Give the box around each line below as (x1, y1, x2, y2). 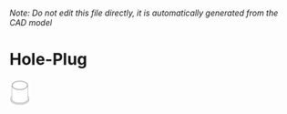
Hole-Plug (9, 48, 88, 69)
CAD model (9, 16, 53, 27)
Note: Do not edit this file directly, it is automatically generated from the (9, 7, 279, 18)
